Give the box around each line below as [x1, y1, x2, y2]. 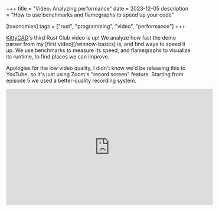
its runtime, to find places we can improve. [6, 53, 110, 60]
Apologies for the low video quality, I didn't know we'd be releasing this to [6, 64, 186, 72]
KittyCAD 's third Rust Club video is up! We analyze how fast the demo [6, 34, 176, 41]
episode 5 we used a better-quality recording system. [6, 77, 137, 84]
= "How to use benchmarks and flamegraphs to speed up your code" [6, 11, 174, 18]
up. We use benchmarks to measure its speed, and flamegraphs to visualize [6, 47, 191, 54]
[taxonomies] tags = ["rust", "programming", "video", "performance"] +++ [6, 23, 186, 30]
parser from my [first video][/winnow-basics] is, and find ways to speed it [6, 41, 186, 47]
